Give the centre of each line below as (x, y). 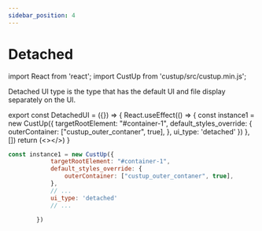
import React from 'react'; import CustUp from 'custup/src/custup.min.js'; (127, 76)
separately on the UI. (42, 100)
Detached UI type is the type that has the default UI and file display (117, 91)
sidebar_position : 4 (42, 15)
